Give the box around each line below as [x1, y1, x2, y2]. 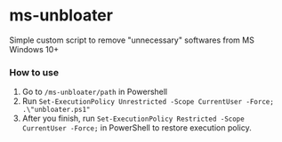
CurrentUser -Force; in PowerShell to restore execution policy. [21, 122, 252, 133]
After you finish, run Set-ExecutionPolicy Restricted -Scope [21, 113, 245, 124]
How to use [9, 66, 60, 78]
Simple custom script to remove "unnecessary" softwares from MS [9, 35, 255, 45]
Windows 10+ [9, 43, 60, 54]
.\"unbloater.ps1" [21, 106, 91, 114]
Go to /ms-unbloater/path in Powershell [21, 86, 168, 98]
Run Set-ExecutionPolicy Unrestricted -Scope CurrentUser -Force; [21, 96, 274, 106]
